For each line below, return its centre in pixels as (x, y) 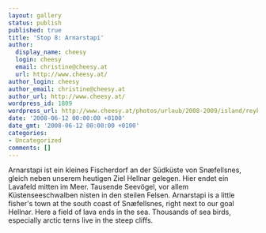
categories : (28, 133)
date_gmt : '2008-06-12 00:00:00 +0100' (74, 126)
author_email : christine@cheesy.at (67, 89)
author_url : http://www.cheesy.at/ (67, 96)
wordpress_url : (33, 111)
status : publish (35, 23)
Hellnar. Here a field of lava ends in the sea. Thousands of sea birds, (120, 212)
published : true (35, 30)
